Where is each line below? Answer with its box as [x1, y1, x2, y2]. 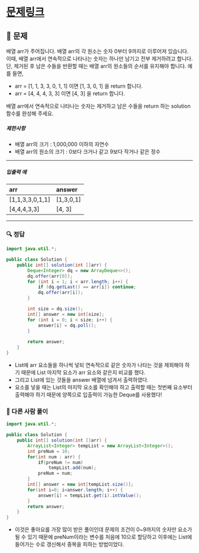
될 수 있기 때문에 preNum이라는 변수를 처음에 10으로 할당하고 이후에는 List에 [14, 533, 192, 541]
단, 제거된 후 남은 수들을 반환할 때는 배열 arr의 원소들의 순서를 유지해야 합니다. [6, 63, 187, 69]
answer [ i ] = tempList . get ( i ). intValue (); [37, 493, 142, 498]
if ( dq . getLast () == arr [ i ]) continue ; [37, 284, 136, 290]
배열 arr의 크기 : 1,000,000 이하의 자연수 [14, 140, 110, 148]
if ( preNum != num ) [37, 459, 84, 465]
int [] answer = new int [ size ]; [27, 311, 105, 317]
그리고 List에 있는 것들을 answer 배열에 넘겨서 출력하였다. [14, 376, 149, 383]
